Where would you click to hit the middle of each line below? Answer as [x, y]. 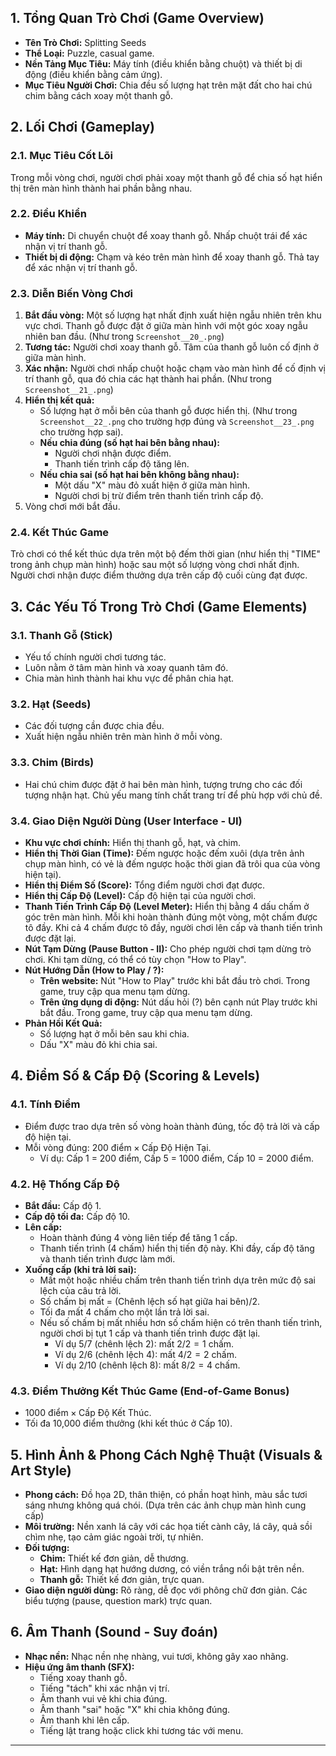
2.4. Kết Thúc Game [60, 533]
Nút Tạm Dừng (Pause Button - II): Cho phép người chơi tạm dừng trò [168, 948]
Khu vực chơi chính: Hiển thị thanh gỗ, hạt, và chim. [132, 842]
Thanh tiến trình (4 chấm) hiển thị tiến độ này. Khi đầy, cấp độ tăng [177, 1248]
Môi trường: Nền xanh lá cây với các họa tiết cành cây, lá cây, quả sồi [168, 1527]
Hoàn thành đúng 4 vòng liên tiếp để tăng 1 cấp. [138, 1237]
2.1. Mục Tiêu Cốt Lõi [61, 156]
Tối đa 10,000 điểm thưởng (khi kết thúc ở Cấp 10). [128, 1423]
